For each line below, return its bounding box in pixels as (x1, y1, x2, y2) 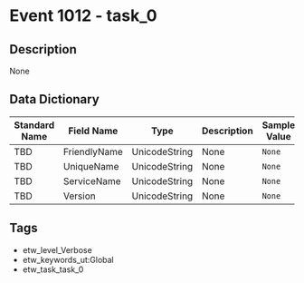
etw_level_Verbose (22, 244, 92, 255)
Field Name (67, 124, 119, 137)
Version (62, 190, 97, 202)
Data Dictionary (9, 92, 100, 107)
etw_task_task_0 (22, 264, 84, 275)
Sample (261, 119, 296, 132)
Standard (14, 119, 55, 132)
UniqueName (62, 160, 119, 172)
